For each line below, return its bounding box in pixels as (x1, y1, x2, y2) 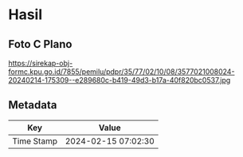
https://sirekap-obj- (8, 58, 73, 68)
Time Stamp (12, 135, 58, 147)
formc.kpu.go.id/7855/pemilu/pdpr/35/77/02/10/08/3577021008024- (8, 67, 235, 77)
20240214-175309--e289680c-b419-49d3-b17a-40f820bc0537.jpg (8, 76, 231, 84)
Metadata (8, 98, 57, 112)
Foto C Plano (8, 37, 73, 51)
